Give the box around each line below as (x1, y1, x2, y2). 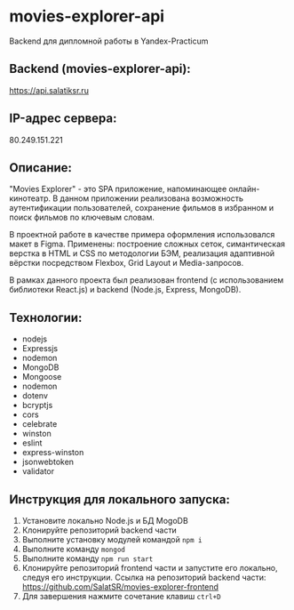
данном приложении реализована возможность (60, 193, 244, 204)
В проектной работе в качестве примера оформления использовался (9, 229, 275, 240)
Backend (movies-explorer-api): (9, 61, 191, 76)
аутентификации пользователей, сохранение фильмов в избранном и (9, 203, 274, 213)
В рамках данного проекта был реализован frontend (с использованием (9, 275, 284, 285)
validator (21, 466, 55, 477)
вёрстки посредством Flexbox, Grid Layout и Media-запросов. (9, 258, 244, 269)
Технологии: (9, 309, 83, 325)
